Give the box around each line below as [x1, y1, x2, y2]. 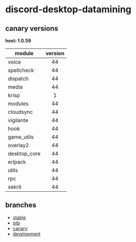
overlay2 [8, 142, 29, 149]
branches [5, 201, 37, 210]
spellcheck [8, 67, 34, 74]
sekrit [8, 184, 21, 190]
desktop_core [8, 150, 41, 157]
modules [8, 100, 29, 107]
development [12, 231, 41, 237]
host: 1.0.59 [5, 37, 31, 44]
